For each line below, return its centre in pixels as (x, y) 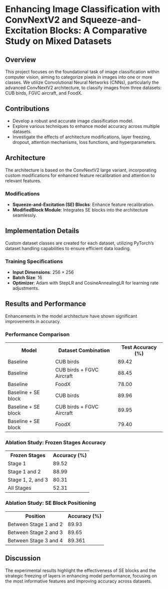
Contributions (27, 109)
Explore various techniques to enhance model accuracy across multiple (86, 126)
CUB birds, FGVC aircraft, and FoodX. (44, 93)
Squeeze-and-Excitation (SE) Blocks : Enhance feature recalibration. (83, 205)
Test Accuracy (139, 347)
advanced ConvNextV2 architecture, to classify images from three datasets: (83, 88)
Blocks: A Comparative (98, 31)
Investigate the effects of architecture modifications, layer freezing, (82, 137)
